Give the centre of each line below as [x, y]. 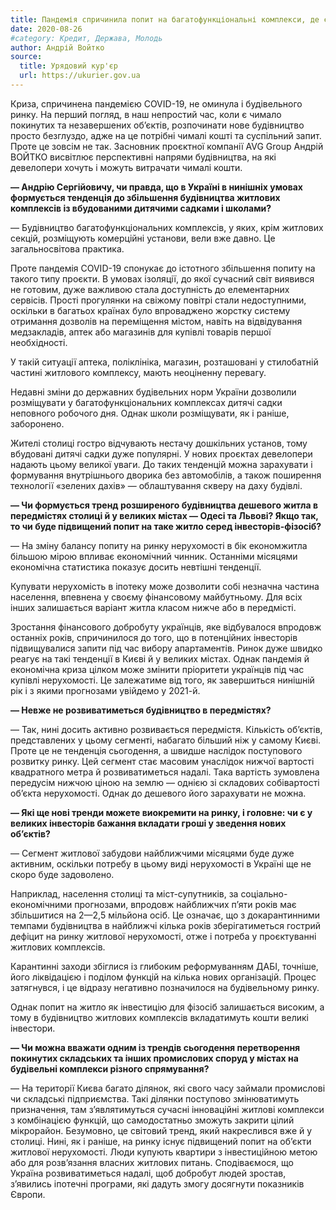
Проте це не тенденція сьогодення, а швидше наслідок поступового [156, 750]
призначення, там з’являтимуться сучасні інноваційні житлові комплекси [167, 1109]
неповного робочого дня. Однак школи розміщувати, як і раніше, [150, 413]
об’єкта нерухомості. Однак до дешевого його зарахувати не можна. [158, 793]
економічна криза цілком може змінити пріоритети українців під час [157, 669]
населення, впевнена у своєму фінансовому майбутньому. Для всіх [156, 597]
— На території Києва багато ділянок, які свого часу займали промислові [168, 1088]
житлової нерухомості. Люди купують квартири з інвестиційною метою [164, 1152]
